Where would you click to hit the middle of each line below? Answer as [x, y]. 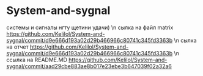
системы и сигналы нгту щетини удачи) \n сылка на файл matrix [90, 27]
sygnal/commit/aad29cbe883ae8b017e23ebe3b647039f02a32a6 [89, 66]
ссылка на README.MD [37, 60]
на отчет [17, 47]
